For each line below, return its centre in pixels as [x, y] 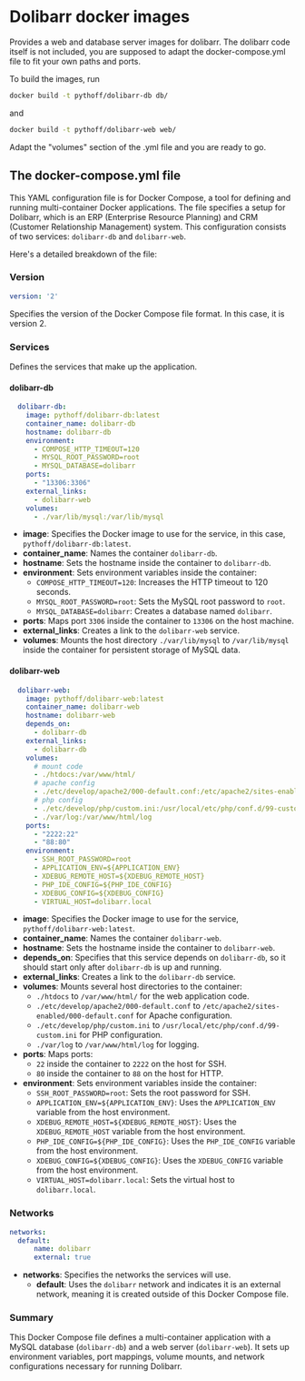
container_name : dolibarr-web [83, 707]
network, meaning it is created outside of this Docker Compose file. [162, 1295]
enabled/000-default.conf [85, 1016]
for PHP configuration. [121, 1035]
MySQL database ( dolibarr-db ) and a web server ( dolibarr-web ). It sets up [150, 1347]
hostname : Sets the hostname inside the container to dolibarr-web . [149, 948]
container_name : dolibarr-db [81, 423]
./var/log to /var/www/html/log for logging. [118, 1044]
